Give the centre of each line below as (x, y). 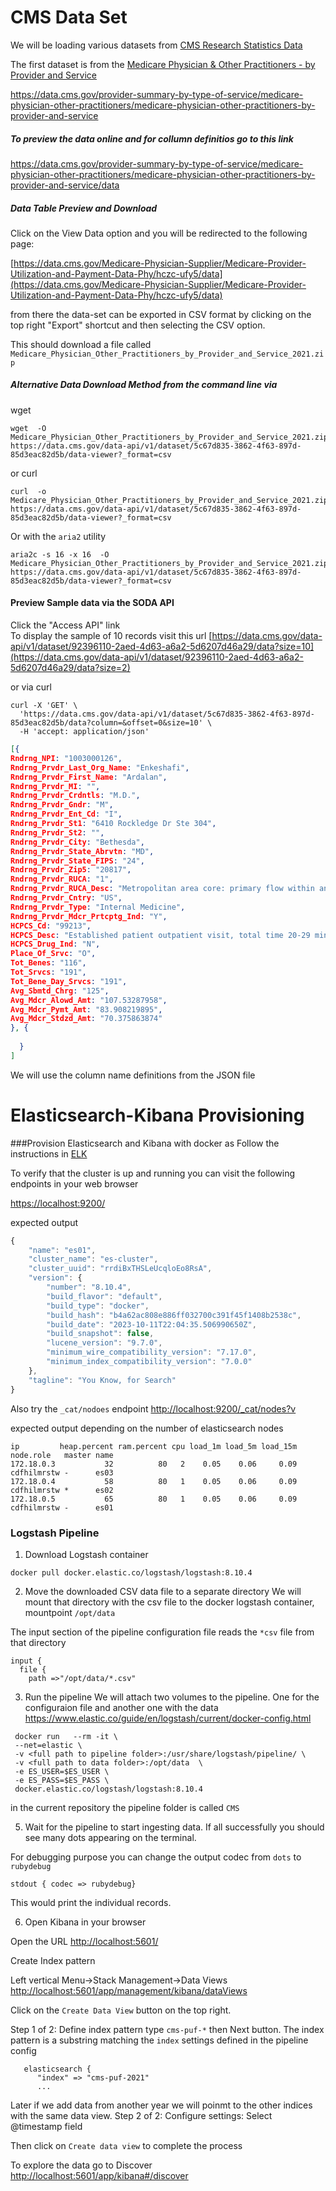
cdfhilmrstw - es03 (62, 1472)
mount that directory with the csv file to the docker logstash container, (169, 1602)
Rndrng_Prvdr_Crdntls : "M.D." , (75, 796)
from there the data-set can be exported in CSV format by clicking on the (161, 314)
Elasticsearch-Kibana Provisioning (157, 1115)
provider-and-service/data (65, 185)
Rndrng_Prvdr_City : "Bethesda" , (77, 842)
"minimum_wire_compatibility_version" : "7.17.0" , (151, 1352)
